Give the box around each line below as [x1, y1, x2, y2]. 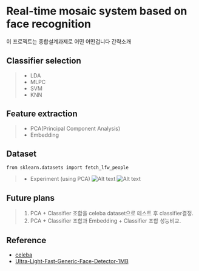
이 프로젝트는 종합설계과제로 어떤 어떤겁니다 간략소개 [6, 38, 132, 45]
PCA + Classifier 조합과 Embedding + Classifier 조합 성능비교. [30, 217, 181, 224]
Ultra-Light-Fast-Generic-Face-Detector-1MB [15, 258, 129, 264]
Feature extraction [6, 109, 78, 119]
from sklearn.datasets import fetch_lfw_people [6, 165, 129, 171]
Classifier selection [6, 56, 82, 66]
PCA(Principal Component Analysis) [30, 125, 121, 132]
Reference [6, 235, 47, 246]
